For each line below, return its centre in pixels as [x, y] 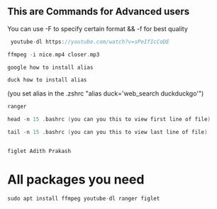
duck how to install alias [47, 80]
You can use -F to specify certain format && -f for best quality [98, 28]
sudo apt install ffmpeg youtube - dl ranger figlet [84, 198]
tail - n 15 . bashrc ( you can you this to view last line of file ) [107, 132]
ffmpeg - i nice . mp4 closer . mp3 [54, 55]
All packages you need [76, 179]
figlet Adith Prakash [39, 151]
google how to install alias [50, 67]
